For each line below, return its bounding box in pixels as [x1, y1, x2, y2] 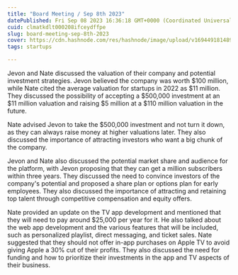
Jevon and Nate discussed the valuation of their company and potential [7, 69, 216, 77]
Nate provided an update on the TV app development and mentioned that [7, 208, 221, 216]
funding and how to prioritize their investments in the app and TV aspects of [7, 253, 230, 262]
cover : [7, 37, 27, 44]
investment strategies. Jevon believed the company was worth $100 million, [7, 77, 229, 85]
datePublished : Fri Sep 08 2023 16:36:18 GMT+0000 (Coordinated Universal [7, 17, 233, 24]
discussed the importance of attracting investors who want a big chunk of [7, 135, 223, 144]
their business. [7, 261, 51, 269]
